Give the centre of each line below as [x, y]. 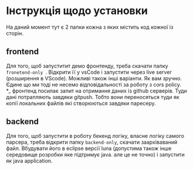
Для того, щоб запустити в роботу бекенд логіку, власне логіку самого [95, 135]
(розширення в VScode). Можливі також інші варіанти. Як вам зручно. [94, 78]
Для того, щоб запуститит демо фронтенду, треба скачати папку [87, 66]
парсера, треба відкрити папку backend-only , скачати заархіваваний [92, 142]
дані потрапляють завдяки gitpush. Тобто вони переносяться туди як [93, 97]
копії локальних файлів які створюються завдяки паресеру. [81, 103]
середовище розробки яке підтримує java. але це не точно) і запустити [95, 154]
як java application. [29, 161]
